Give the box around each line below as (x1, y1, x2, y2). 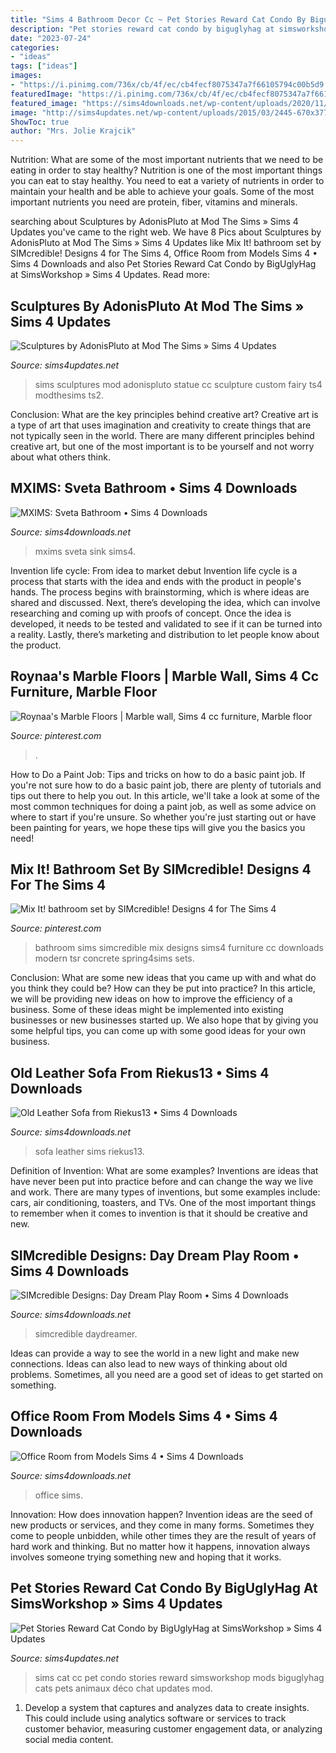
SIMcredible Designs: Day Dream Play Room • (10, 1247, 300, 1264)
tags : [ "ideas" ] (10, 61, 78, 71)
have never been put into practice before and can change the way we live (10, 1176, 314, 1188)
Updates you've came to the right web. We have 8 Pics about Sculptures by (10, 226, 322, 238)
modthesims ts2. (34, 389, 105, 401)
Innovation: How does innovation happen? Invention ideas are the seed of (10, 1508, 313, 1520)
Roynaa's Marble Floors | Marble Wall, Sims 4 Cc (10, 668, 320, 685)
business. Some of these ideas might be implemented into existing (10, 1004, 284, 1016)
